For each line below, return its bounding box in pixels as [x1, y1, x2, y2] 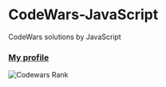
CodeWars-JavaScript [8, 6, 159, 24]
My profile [8, 52, 49, 63]
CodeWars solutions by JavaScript [8, 32, 121, 42]
